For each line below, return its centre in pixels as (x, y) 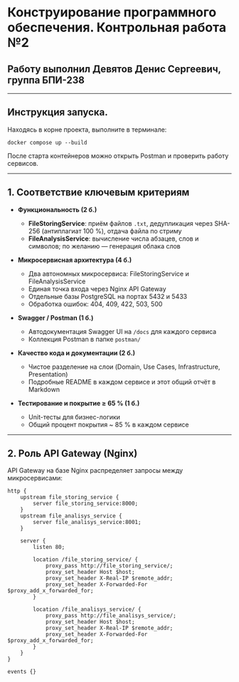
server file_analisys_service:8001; (87, 523)
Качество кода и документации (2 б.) (76, 352)
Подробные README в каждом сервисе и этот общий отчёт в (122, 382)
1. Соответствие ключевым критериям (99, 193)
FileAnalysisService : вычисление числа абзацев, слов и (113, 238)
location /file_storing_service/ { (86, 560)
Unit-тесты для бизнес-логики (74, 416)
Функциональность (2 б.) (57, 209)
